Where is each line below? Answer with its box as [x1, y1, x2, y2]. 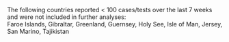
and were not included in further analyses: [7, 13, 126, 21]
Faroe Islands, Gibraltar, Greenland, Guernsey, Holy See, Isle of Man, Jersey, [7, 20, 223, 28]
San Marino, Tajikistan [7, 27, 70, 35]
